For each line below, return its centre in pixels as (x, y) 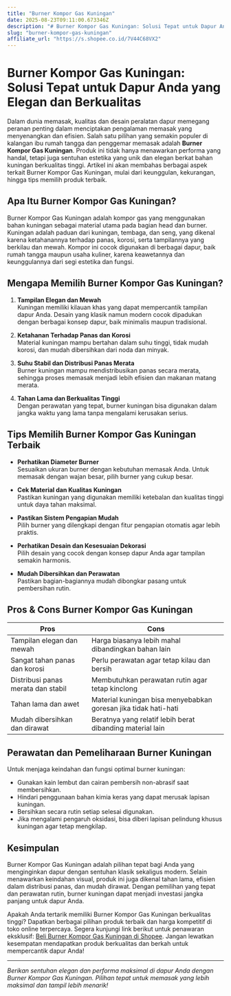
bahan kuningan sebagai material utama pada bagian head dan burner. (107, 225)
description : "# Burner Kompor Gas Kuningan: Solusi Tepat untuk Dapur (112, 26)
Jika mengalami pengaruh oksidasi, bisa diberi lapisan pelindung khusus (119, 819)
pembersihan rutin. (44, 588)
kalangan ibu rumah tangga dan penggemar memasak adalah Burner (105, 143)
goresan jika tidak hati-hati (135, 709)
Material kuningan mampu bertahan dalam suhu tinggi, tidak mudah (112, 342)
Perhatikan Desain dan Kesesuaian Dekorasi (81, 545)
